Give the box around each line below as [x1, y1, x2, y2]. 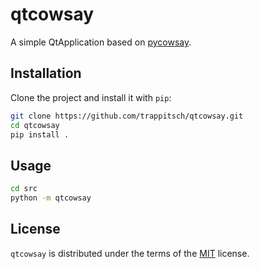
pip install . [10, 129, 70, 140]
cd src [10, 184, 38, 194]
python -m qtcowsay [10, 193, 92, 203]
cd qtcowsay [10, 120, 60, 130]
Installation [10, 65, 82, 82]
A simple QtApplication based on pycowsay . [10, 36, 192, 48]
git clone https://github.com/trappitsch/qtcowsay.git [10, 111, 244, 121]
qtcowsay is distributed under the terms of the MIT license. [10, 247, 250, 259]
